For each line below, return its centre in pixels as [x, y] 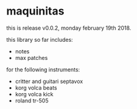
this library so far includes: [40, 39]
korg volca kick [34, 94]
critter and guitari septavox [49, 81]
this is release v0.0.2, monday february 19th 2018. [69, 28]
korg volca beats [36, 88]
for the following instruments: [43, 69]
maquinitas [35, 11]
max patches [31, 58]
